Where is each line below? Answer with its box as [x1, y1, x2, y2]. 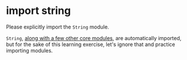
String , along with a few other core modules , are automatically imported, [6, 34, 182, 41]
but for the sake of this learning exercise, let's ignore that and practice [6, 41, 175, 48]
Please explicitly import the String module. [6, 23, 109, 30]
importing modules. [6, 47, 53, 54]
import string [6, 4, 71, 17]
